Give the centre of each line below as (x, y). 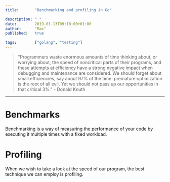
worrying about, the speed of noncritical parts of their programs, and (90, 62)
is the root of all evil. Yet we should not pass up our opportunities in (88, 84)
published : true (25, 34)
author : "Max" (26, 28)
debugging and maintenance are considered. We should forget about (90, 73)
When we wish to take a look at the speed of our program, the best (75, 169)
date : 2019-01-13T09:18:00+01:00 (49, 24)
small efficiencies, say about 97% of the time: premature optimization (90, 79)
